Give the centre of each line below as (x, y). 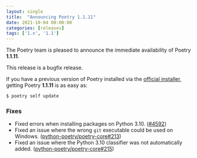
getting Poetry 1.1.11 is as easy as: (47, 85)
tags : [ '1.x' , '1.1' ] (33, 33)
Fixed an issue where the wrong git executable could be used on (94, 130)
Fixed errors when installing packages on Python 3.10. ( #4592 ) (90, 124)
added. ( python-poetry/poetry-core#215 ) (64, 149)
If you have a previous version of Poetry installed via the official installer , (94, 79)
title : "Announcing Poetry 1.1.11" (51, 17)
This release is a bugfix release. (45, 68)
